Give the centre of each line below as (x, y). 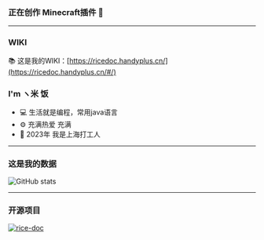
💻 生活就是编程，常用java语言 (68, 112)
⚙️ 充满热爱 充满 (46, 124)
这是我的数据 (33, 164)
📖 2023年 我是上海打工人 (60, 134)
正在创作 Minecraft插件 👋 (56, 12)
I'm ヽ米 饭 (28, 93)
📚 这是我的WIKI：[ (39, 60)
